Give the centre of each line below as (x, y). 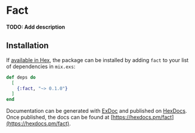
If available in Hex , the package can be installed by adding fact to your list (97, 60)
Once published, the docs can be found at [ (60, 117)
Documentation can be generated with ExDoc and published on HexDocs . (97, 111)
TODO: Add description (36, 27)
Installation (27, 46)
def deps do (21, 77)
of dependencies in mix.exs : (41, 66)
